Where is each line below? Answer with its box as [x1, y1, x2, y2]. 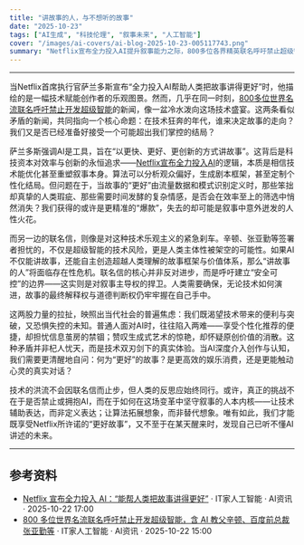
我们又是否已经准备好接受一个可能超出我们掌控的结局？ [9, 127, 215, 138]
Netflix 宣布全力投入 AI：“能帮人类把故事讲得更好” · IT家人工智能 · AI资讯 [22, 492, 293, 503]
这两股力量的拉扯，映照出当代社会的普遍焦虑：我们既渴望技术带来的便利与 [9, 309, 287, 320]
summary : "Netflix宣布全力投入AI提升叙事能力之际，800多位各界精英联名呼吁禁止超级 [9, 47, 294, 56]
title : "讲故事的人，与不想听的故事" [9, 13, 134, 23]
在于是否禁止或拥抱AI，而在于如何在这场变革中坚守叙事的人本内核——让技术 [9, 396, 295, 407]
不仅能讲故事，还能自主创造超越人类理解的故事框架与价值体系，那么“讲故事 [9, 255, 291, 267]
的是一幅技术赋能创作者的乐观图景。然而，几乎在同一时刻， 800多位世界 [16, 92, 287, 104]
